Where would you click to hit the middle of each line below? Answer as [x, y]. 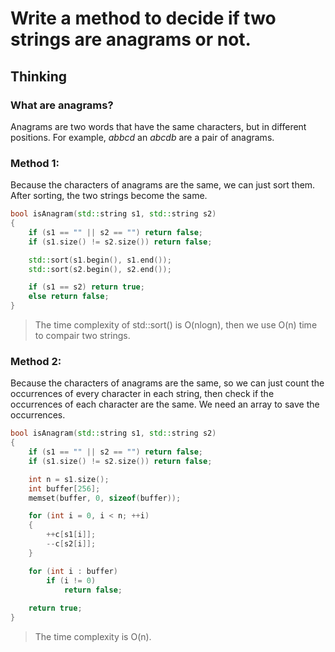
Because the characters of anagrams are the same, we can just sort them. [163, 185]
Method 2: [36, 361]
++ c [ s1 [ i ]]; [71, 535]
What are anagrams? [62, 105]
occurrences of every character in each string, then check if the [142, 394]
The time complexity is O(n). [93, 637]
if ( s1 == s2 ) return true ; [86, 287]
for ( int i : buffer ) [73, 571]
